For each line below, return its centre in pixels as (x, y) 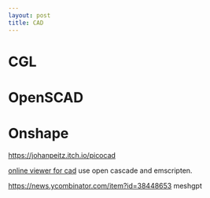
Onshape (39, 134)
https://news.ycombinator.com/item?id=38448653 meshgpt (105, 185)
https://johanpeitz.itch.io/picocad (62, 155)
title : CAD (26, 23)
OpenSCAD (46, 97)
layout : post (29, 15)
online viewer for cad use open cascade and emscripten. (100, 170)
